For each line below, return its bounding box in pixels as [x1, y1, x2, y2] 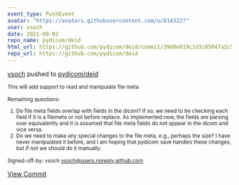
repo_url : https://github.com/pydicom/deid [7, 51, 139, 58]
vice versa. [16, 126, 43, 133]
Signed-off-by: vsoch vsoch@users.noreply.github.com [7, 157, 144, 164]
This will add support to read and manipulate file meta [7, 83, 139, 90]
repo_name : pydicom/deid [7, 37, 81, 44]
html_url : [7, 43, 37, 51]
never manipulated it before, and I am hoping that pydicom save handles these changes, [16, 138, 231, 146]
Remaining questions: [7, 95, 60, 103]
